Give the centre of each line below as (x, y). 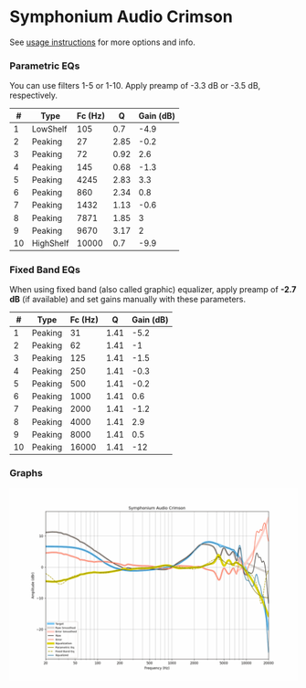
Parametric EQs (45, 66)
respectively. (33, 95)
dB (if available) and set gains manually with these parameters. (128, 300)
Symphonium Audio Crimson (121, 17)
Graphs (26, 473)
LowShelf (49, 129)
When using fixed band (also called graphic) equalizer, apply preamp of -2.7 (153, 290)
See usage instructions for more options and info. (103, 42)
